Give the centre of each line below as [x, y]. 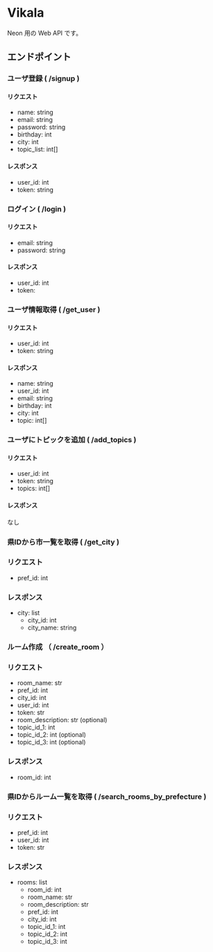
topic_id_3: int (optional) [51, 742]
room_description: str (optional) [62, 720]
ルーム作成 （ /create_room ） [58, 647]
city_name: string [52, 627]
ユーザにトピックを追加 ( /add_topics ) [72, 440]
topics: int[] [34, 488]
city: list [28, 613]
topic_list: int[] [37, 149]
